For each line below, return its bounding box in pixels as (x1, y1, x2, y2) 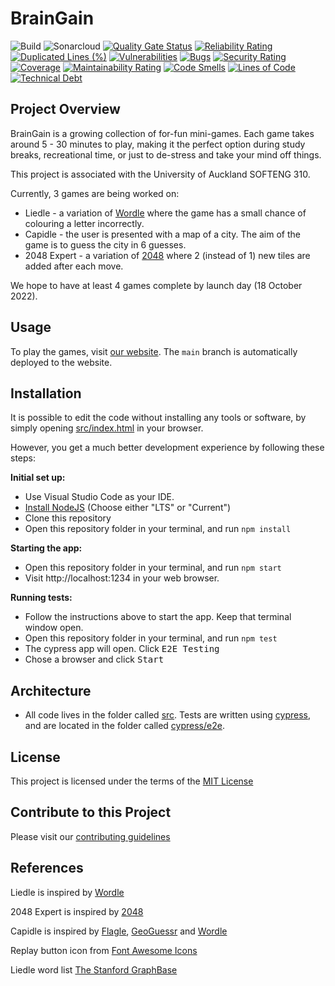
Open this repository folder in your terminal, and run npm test (24, 632, 278, 644)
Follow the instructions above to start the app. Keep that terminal (24, 611, 292, 623)
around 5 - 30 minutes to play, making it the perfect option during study (10, 138, 306, 150)
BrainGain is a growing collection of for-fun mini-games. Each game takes (10, 127, 315, 139)
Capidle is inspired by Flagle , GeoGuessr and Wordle (10, 925, 228, 937)
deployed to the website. (10, 356, 113, 368)
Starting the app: (10, 542, 83, 554)
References (10, 860, 84, 877)
